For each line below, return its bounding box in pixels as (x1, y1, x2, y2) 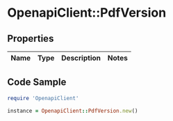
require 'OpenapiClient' (7, 95, 79, 102)
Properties (7, 33, 54, 45)
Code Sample (7, 76, 67, 88)
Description (61, 54, 101, 63)
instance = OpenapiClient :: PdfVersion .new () (7, 107, 138, 114)
